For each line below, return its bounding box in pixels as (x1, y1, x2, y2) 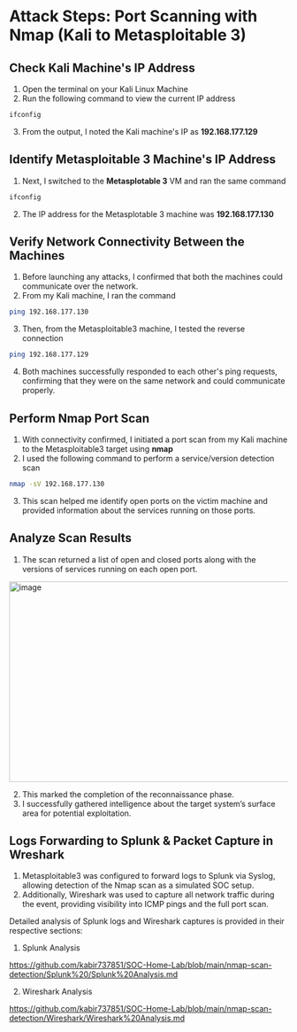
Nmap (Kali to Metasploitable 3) (9, 25, 247, 45)
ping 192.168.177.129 (9, 350, 89, 360)
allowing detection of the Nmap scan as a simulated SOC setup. (21, 880, 255, 891)
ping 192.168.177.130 (9, 307, 89, 316)
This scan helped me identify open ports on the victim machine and (21, 495, 268, 506)
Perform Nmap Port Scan (9, 410, 150, 426)
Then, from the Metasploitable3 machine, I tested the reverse (21, 323, 246, 334)
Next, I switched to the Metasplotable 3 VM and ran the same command (21, 175, 286, 186)
